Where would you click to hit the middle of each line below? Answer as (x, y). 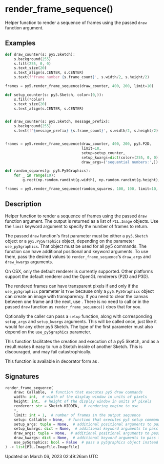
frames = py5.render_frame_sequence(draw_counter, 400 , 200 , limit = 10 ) (79, 86)
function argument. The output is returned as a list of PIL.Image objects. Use (82, 221)
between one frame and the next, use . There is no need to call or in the (77, 302)
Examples (20, 43)
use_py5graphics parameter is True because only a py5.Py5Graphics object (80, 291)
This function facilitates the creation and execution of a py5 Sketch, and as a (82, 341)
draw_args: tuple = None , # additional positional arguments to (82, 433)
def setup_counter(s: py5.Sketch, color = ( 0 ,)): (54, 95)
